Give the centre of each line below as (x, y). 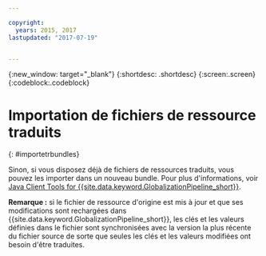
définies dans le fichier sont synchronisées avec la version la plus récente (130, 228)
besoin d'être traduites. (47, 245)
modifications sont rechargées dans (67, 211)
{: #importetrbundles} (44, 154)
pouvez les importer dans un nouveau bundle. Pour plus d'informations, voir (133, 178)
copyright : (26, 22)
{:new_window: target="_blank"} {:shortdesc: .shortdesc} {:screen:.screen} (132, 74)
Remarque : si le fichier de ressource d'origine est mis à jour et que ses (126, 202)
